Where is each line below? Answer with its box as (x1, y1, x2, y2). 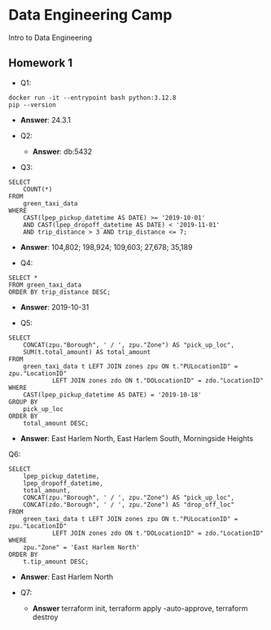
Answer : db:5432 (32, 147, 93, 156)
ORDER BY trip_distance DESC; (8, 287, 111, 296)
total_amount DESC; (23, 419, 90, 427)
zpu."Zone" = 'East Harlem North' (23, 543, 140, 551)
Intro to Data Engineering (8, 33, 93, 42)
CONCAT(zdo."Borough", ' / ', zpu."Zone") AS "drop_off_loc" (23, 501, 234, 509)
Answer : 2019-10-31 (20, 302, 90, 312)
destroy (32, 612, 59, 622)
